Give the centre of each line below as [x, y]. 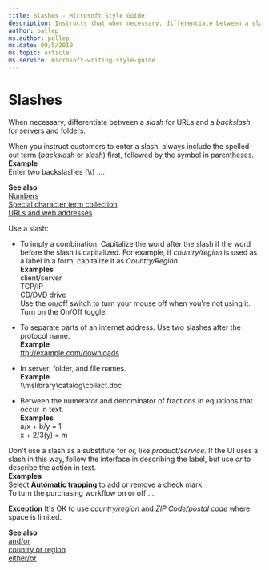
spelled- [239, 146]
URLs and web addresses [50, 212]
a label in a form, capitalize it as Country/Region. [100, 260]
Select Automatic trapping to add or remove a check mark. [106, 484]
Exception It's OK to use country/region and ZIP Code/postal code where [129, 508]
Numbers [24, 195]
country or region [37, 549]
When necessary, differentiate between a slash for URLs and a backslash [129, 122]
